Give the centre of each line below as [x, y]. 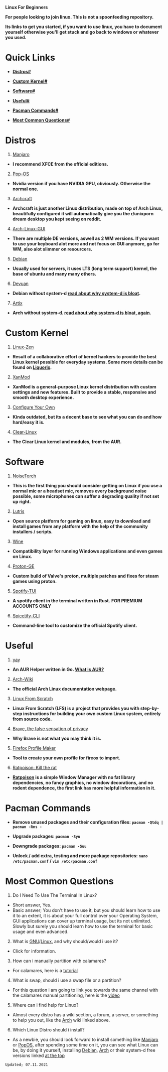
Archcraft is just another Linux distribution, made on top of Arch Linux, [88, 208]
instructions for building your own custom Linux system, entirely [92, 713]
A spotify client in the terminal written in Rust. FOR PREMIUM [77, 600]
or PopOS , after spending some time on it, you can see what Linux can [85, 1045]
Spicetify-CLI [26, 616]
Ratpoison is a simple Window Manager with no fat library [74, 777]
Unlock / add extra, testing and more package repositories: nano [80, 856]
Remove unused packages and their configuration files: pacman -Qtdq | [88, 822]
